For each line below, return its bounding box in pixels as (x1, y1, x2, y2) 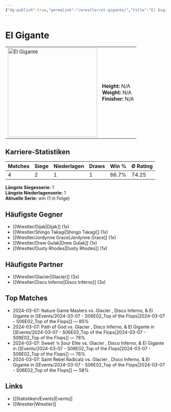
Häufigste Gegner (5, 210, 63, 219)
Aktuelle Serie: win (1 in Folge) (5, 195, 70, 202)
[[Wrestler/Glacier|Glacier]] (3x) (12, 274, 80, 280)
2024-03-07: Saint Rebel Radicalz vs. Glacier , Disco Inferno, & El (12, 356, 150, 362)
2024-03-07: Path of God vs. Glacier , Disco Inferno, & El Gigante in (12, 324, 155, 330)
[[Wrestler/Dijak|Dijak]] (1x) (12, 224, 70, 230)
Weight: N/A (102, 89, 132, 96)
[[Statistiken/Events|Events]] (12, 395, 73, 401)
